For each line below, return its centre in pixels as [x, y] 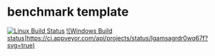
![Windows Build [89, 31]
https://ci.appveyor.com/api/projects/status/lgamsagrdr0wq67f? [117, 38]
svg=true [20, 45]
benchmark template [68, 12]
